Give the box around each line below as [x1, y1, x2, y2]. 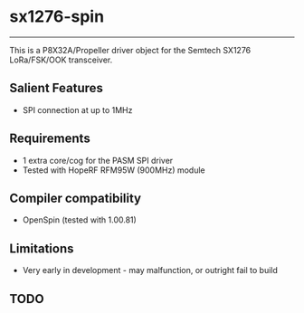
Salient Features [9, 81, 104, 96]
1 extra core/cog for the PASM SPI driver [22, 155, 174, 166]
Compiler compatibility [9, 190, 142, 205]
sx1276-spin [9, 6, 105, 27]
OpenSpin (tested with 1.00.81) [22, 214, 138, 225]
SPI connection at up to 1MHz [22, 104, 133, 115]
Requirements [9, 131, 90, 147]
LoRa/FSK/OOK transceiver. [9, 54, 113, 65]
